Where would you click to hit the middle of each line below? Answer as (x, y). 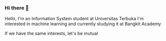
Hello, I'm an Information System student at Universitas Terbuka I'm (74, 19)
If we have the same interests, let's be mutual (51, 34)
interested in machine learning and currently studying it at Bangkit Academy (83, 24)
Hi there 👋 (17, 8)
